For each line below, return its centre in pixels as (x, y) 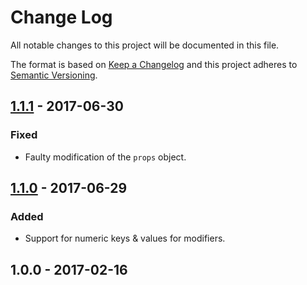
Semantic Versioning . (54, 75)
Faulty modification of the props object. (105, 157)
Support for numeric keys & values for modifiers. (125, 238)
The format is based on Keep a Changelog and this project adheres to (154, 64)
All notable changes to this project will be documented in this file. (145, 45)
